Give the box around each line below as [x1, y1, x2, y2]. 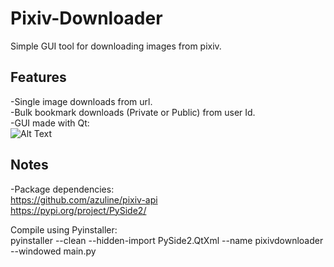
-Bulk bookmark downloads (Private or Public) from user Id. [10, 106, 256, 118]
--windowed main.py [10, 245, 97, 257]
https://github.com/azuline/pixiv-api [10, 193, 158, 206]
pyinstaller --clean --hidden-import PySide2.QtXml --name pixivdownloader [10, 234, 324, 246]
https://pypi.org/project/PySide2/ [10, 204, 147, 216]
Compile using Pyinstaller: [10, 223, 118, 236]
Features [10, 69, 67, 86]
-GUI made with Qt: [10, 117, 90, 129]
